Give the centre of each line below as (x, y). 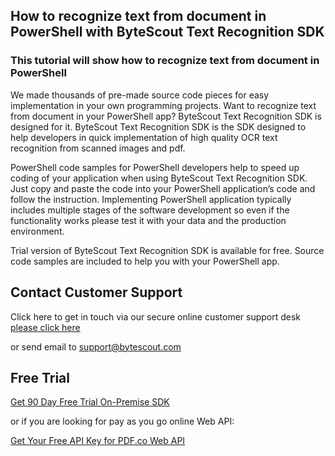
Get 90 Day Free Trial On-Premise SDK (90, 402)
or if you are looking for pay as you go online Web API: (122, 421)
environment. (37, 231)
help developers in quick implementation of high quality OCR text (144, 137)
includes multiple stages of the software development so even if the (150, 210)
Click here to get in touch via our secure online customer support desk (156, 316)
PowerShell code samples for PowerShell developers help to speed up (155, 167)
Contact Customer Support (96, 292)
